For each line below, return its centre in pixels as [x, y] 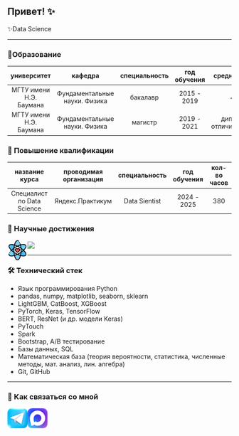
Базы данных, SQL [46, 349]
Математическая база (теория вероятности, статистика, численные [121, 356]
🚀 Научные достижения [51, 229]
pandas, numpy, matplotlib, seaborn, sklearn [83, 296]
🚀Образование [34, 54]
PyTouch [31, 326]
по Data [29, 201]
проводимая [83, 171]
